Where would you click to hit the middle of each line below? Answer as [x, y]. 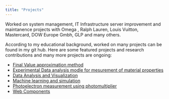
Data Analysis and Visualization [45, 75]
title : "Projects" [24, 10]
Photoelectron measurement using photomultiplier [65, 86]
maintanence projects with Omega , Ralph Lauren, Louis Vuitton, [72, 29]
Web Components [31, 91]
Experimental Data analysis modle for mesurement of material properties [88, 70]
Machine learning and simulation [46, 80]
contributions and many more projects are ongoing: [59, 55]
